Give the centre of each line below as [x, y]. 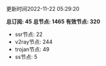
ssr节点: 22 [29, 34]
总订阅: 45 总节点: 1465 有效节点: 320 [53, 22]
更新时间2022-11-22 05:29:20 [43, 9]
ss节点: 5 [26, 57]
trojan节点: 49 [32, 49]
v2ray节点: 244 [34, 42]
